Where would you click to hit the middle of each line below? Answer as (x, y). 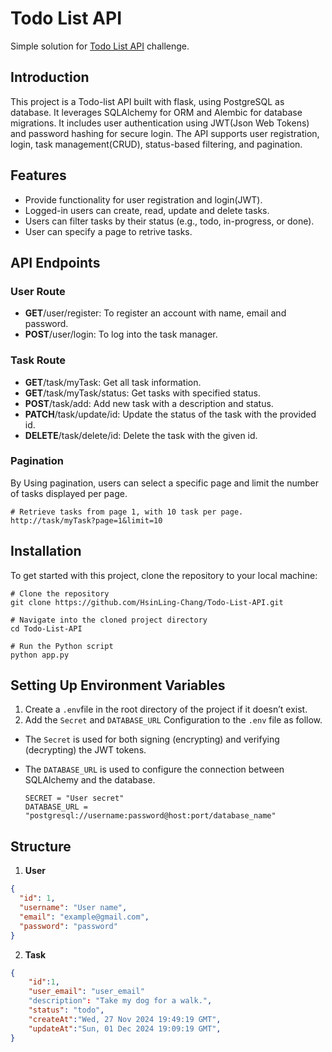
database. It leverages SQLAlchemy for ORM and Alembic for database (156, 112)
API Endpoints (55, 262)
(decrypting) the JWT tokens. (85, 750)
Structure (41, 846)
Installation (46, 551)
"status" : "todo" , (66, 1010)
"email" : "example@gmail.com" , (84, 917)
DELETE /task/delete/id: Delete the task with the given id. (141, 435)
